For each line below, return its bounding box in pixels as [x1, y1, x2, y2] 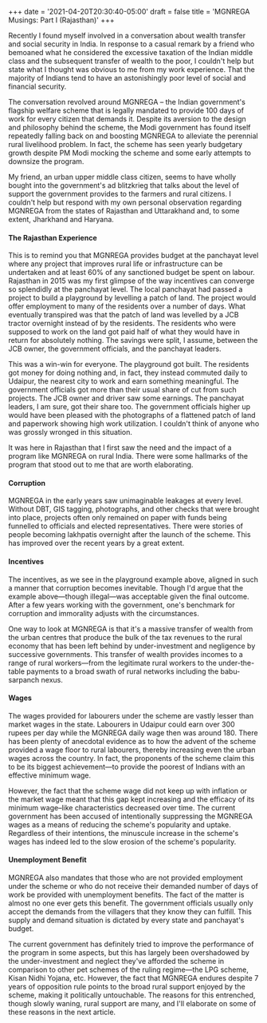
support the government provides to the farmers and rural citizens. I [8, 189, 231, 198]
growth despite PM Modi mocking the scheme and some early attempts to [8, 148, 251, 157]
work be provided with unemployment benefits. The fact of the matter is [8, 890, 245, 900]
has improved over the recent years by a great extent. [8, 539, 185, 548]
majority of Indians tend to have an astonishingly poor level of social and [8, 74, 246, 82]
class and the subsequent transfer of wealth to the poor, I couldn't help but [8, 56, 254, 66]
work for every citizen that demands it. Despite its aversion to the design [8, 114, 246, 123]
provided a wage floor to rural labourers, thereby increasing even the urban [8, 745, 256, 754]
